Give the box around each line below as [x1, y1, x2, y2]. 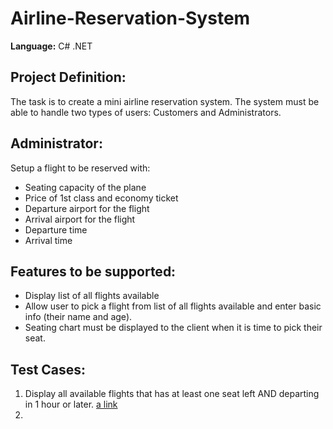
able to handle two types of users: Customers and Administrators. [10, 106, 282, 118]
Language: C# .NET [10, 40, 93, 52]
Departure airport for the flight [24, 202, 150, 214]
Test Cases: [10, 361, 87, 378]
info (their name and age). [24, 311, 133, 323]
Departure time [24, 223, 88, 236]
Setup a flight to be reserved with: [10, 162, 151, 174]
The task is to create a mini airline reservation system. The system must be [10, 95, 320, 107]
